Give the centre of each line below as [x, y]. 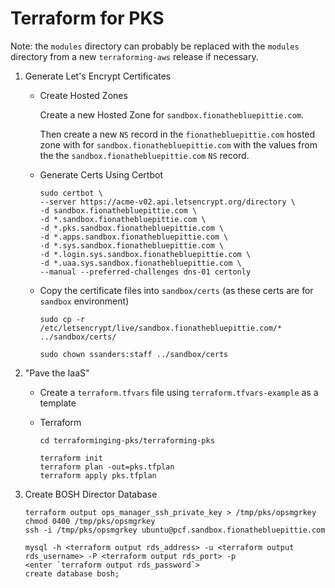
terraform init [71, 458]
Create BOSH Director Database [91, 494]
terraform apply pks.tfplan [98, 475]
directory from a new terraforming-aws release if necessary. [134, 56]
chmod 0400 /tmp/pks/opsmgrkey [90, 521]
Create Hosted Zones [83, 95]
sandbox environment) [84, 301]
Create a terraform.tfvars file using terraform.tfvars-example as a [179, 392]
